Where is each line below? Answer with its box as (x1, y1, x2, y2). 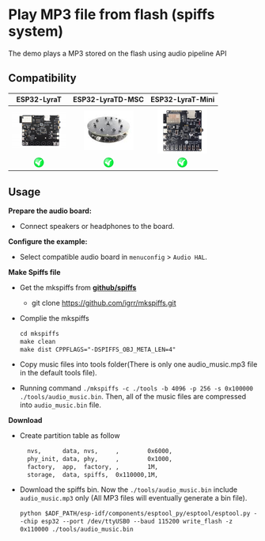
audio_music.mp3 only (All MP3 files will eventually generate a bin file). (19, 493, 248, 503)
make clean (19, 338, 56, 346)
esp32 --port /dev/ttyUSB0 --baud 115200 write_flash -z (40, 517, 233, 526)
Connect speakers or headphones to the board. (19, 222, 175, 231)
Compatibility (8, 71, 77, 85)
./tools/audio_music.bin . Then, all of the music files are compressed (19, 392, 247, 402)
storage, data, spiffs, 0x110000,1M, (27, 471, 158, 479)
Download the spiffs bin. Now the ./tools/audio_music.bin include (19, 485, 238, 494)
